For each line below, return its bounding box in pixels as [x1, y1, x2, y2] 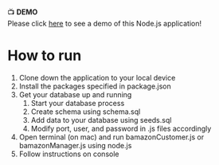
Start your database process [30, 98, 125, 108]
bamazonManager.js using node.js [18, 140, 132, 150]
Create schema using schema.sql [30, 107, 141, 116]
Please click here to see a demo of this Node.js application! [7, 19, 202, 28]
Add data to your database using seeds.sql [30, 115, 172, 124]
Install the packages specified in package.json [18, 81, 172, 91]
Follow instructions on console [18, 149, 119, 159]
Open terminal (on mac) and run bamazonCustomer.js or [18, 132, 205, 142]
